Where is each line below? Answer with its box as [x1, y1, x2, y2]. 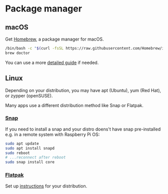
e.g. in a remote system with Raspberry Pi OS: [5, 131, 100, 137]
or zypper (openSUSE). [5, 92, 53, 98]
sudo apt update [5, 141, 39, 146]
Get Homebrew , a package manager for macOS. [5, 36, 104, 42]
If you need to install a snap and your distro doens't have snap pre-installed [5, 126, 161, 132]
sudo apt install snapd [5, 145, 55, 150]
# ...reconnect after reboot [5, 155, 66, 160]
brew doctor [5, 50, 30, 55]
